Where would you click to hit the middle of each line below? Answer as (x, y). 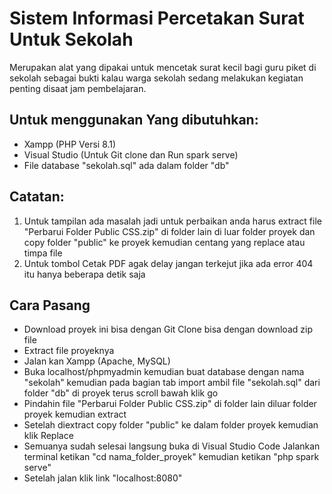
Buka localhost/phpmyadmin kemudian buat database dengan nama (164, 372)
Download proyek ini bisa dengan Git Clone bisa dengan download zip (168, 329)
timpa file (43, 253)
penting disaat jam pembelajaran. (78, 88)
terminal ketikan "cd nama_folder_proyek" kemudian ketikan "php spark (171, 457)
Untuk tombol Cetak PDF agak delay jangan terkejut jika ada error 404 (168, 263)
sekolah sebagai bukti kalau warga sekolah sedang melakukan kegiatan (156, 78)
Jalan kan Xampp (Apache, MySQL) (97, 361)
